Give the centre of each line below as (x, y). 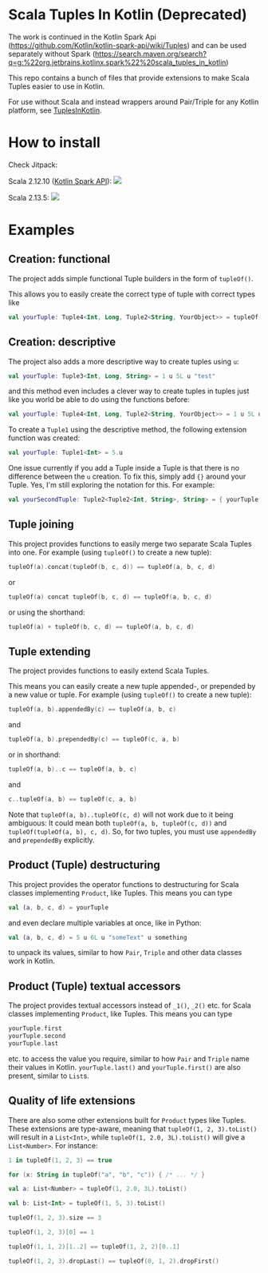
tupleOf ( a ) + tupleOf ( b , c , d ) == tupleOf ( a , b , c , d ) (101, 627)
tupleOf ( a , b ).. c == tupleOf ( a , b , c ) (73, 770)
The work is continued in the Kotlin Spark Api (83, 37)
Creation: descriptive (62, 342)
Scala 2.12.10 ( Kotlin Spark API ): (60, 181)
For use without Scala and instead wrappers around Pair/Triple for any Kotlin (134, 101)
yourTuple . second (37, 1036)
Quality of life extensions (72, 1101)
